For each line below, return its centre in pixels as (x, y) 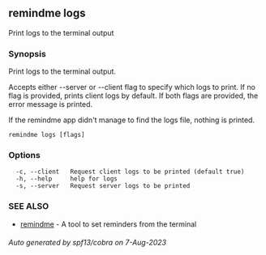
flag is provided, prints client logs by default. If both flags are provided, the (133, 96)
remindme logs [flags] (47, 135)
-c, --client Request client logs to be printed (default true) (130, 172)
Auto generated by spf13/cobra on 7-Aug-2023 (88, 243)
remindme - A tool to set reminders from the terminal (108, 224)
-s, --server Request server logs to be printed (103, 186)
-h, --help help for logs (66, 179)
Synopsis (27, 53)
